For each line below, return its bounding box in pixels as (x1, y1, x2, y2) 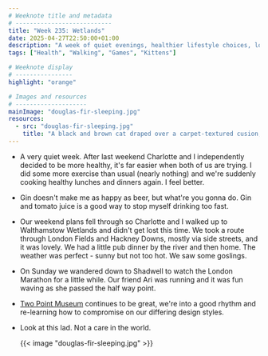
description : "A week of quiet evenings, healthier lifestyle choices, (8, 42, 251, 50)
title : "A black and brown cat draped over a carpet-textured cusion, (22, 130, 262, 138)
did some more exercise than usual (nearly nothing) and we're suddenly (19, 169, 257, 178)
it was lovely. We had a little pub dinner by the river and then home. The (19, 242, 256, 252)
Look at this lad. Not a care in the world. (19, 322, 152, 332)
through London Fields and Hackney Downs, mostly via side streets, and (19, 234, 258, 243)
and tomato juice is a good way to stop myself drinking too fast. (19, 201, 229, 210)
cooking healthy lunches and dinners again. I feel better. (19, 177, 205, 186)
